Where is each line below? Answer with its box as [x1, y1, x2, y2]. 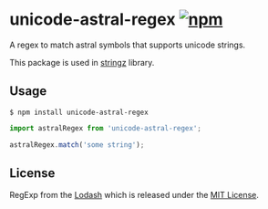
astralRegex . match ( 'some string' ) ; [9, 140, 145, 150]
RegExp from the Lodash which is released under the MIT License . [9, 190, 260, 201]
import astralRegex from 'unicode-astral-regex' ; [9, 123, 202, 132]
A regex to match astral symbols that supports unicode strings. [9, 39, 246, 50]
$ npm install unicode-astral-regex [9, 108, 149, 117]
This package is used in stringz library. [9, 57, 155, 68]
